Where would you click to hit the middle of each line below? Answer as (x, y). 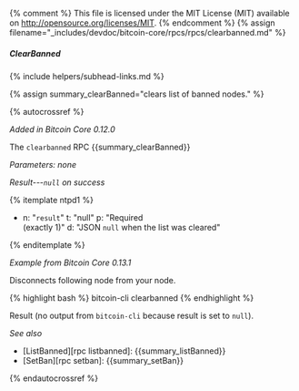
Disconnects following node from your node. (93, 280)
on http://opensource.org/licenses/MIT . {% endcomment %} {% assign (142, 23)
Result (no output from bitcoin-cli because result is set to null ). (132, 315)
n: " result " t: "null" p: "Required (83, 217)
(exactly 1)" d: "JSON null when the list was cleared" (121, 227)
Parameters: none (43, 164)
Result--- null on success (57, 182)
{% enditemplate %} (47, 244)
